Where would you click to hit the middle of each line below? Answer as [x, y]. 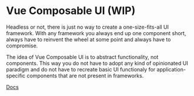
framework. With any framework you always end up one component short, [96, 33]
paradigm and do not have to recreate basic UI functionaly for [81, 69]
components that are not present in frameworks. [85, 76]
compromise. [22, 46]
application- [171, 69]
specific [16, 76]
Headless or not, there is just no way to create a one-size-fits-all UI [88, 27]
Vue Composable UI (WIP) [71, 11]
